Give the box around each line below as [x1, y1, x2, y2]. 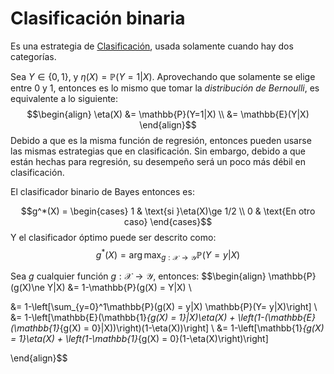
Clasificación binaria [10, 7, 186, 30]
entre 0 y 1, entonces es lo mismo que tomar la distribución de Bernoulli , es [10, 82, 320, 94]
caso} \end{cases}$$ [123, 215, 213, 227]
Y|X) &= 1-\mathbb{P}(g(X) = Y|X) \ [46, 282, 192, 294]
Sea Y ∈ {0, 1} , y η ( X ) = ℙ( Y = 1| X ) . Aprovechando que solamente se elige [10, 70, 316, 82]
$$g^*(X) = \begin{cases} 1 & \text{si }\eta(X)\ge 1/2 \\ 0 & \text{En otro [20, 205, 316, 217]
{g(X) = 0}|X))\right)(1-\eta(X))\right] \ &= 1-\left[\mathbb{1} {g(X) [59, 322, 325, 334]
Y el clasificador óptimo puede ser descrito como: [10, 231, 217, 243]
